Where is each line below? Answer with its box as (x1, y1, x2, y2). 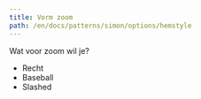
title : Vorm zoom (9, 12, 73, 22)
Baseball (21, 72, 54, 82)
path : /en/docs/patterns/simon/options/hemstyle (9, 21, 192, 30)
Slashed (21, 81, 52, 92)
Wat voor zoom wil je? (9, 45, 90, 56)
